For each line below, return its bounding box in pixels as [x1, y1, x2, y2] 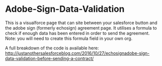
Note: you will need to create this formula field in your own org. [5, 35, 133, 41]
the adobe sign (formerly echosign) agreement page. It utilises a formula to [5, 25, 157, 31]
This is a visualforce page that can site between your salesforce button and [5, 20, 158, 26]
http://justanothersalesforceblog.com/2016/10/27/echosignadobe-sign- [5, 50, 150, 56]
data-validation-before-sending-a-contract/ [5, 55, 94, 61]
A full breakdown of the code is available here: [5, 45, 99, 51]
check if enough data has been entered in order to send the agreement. [5, 30, 150, 36]
